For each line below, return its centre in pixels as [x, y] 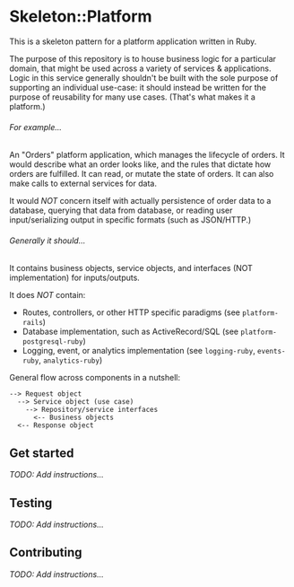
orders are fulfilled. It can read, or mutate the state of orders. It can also [142, 174]
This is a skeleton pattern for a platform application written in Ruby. [133, 41]
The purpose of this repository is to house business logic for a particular [143, 58]
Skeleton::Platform [81, 17]
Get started [42, 453]
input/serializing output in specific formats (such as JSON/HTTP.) [130, 220]
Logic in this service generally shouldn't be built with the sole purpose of [144, 77]
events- [271, 352]
